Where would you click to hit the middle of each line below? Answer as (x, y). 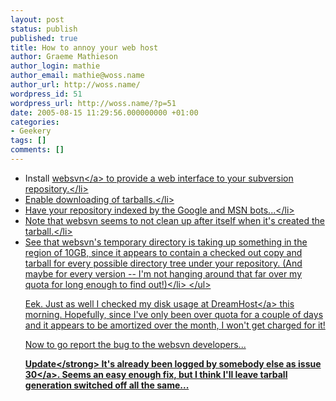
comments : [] (37, 150)
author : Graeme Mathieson (64, 57)
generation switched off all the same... (107, 385)
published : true (44, 38)
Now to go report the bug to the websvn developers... (135, 344)
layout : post (37, 19)
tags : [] (28, 141)
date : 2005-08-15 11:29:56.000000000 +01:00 (104, 112)
